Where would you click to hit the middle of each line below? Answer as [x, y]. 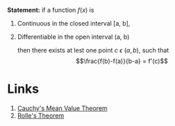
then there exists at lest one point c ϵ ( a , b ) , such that [93, 50]
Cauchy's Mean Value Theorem [62, 108]
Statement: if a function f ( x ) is [51, 10]
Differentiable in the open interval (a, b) [73, 37]
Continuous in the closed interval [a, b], [74, 23]
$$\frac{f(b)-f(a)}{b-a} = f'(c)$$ [122, 61]
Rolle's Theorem [41, 115]
